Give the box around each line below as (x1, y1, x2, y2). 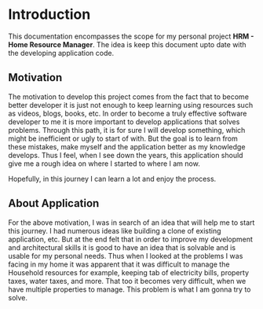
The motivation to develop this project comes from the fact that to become (8, 92, 250, 101)
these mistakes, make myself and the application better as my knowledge (8, 142, 246, 151)
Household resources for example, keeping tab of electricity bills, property (8, 267, 250, 277)
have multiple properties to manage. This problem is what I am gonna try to (8, 285, 251, 294)
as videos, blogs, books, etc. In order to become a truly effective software (8, 109, 247, 118)
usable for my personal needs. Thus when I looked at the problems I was (8, 251, 243, 260)
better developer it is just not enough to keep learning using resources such (8, 100, 254, 109)
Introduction (8, 6, 91, 24)
